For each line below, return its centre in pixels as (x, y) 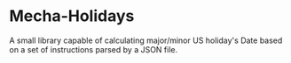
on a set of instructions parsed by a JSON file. (94, 49)
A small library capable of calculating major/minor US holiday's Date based (146, 40)
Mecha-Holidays (72, 16)
